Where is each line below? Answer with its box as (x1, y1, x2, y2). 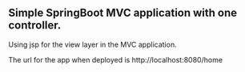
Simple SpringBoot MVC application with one (8, 6, 238, 20)
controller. (8, 19, 62, 32)
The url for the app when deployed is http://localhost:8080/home (8, 55, 223, 64)
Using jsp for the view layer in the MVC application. (8, 40, 178, 49)
